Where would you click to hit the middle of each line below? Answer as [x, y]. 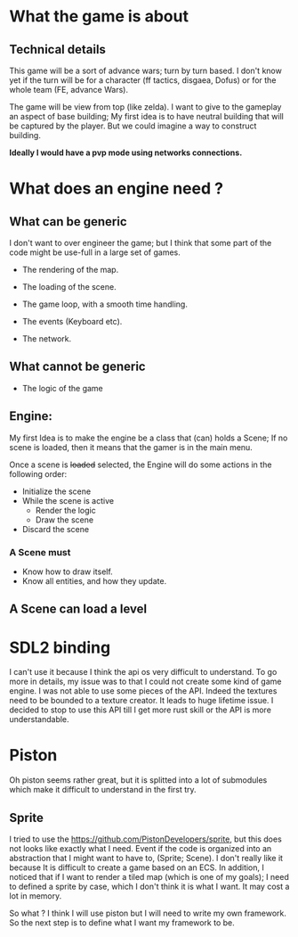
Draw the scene [64, 520]
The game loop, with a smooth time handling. [105, 304]
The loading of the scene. [69, 287]
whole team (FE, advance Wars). [69, 90]
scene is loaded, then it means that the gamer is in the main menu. [131, 447]
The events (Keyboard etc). [72, 321]
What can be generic [68, 222]
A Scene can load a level [78, 609]
